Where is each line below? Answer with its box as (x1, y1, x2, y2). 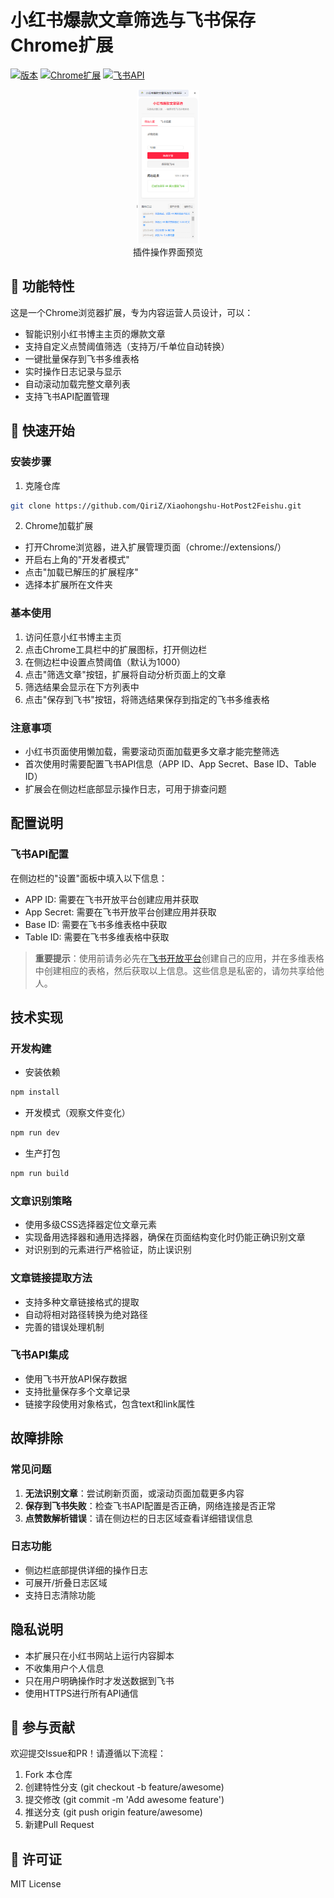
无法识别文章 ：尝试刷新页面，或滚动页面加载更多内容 (24, 1487, 245, 1499)
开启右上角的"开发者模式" (24, 554, 130, 566)
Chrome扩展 (10, 34, 114, 57)
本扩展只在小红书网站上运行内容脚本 (24, 1649, 175, 1661)
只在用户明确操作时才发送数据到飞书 (24, 1674, 175, 1686)
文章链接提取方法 (10, 1271, 93, 1285)
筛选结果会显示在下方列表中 (24, 681, 140, 693)
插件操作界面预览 (133, 246, 203, 258)
